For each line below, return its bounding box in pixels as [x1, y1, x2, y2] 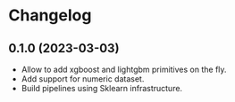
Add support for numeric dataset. [21, 74, 145, 84]
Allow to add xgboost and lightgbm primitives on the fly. [21, 64, 227, 75]
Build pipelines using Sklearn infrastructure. [21, 83, 183, 93]
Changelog [8, 5, 92, 26]
